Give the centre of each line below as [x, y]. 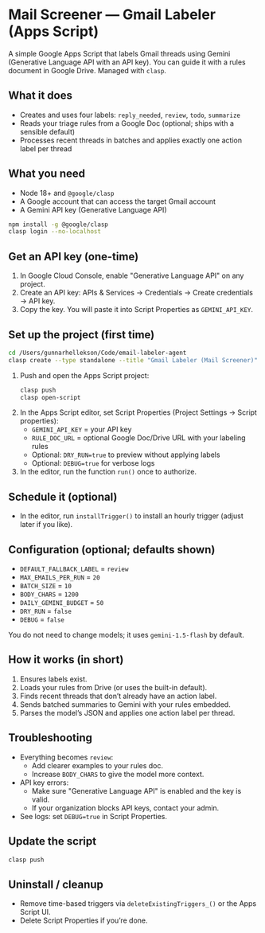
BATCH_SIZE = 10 [45, 586]
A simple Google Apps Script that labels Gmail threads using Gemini [119, 53]
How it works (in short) [66, 660]
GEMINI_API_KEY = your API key [82, 429]
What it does [41, 96]
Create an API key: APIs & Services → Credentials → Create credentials [136, 293]
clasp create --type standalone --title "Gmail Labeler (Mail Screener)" [133, 360]
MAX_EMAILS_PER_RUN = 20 [60, 577]
